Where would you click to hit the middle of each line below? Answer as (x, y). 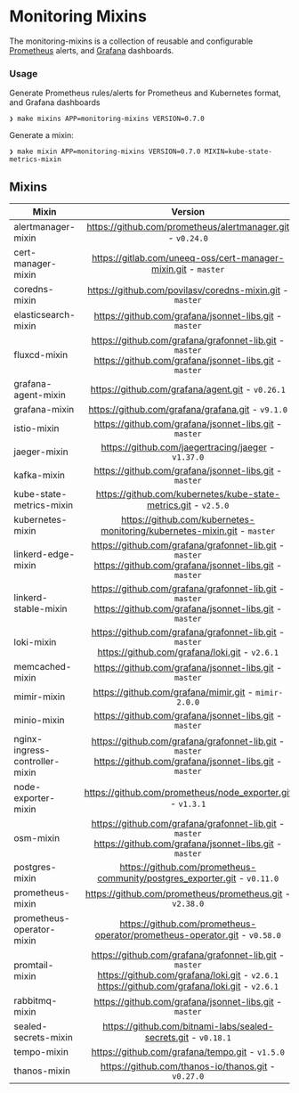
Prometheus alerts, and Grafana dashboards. (92, 50)
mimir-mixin (40, 697)
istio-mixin (36, 428)
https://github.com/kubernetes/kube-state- (188, 494)
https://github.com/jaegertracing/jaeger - (188, 447)
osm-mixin (37, 838)
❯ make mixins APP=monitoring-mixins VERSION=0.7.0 (107, 119)
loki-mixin (35, 642)
